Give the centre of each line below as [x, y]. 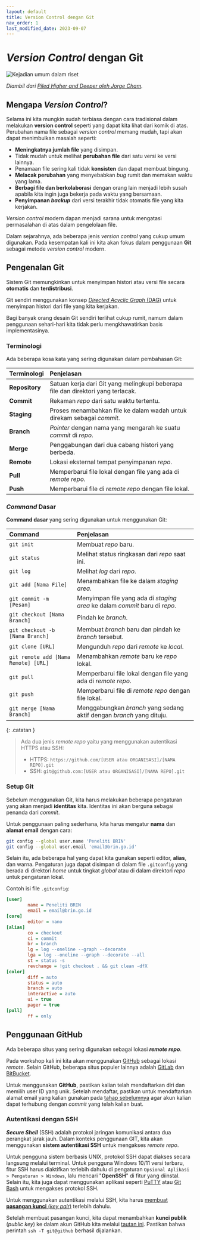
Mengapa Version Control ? [57, 105]
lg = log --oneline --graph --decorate [77, 949]
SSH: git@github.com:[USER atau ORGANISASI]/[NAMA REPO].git [107, 771]
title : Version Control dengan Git [50, 17]
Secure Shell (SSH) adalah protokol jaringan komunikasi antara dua [89, 1132]
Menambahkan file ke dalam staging [128, 581]
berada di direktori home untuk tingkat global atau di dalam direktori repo [96, 871]
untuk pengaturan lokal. [35, 877]
